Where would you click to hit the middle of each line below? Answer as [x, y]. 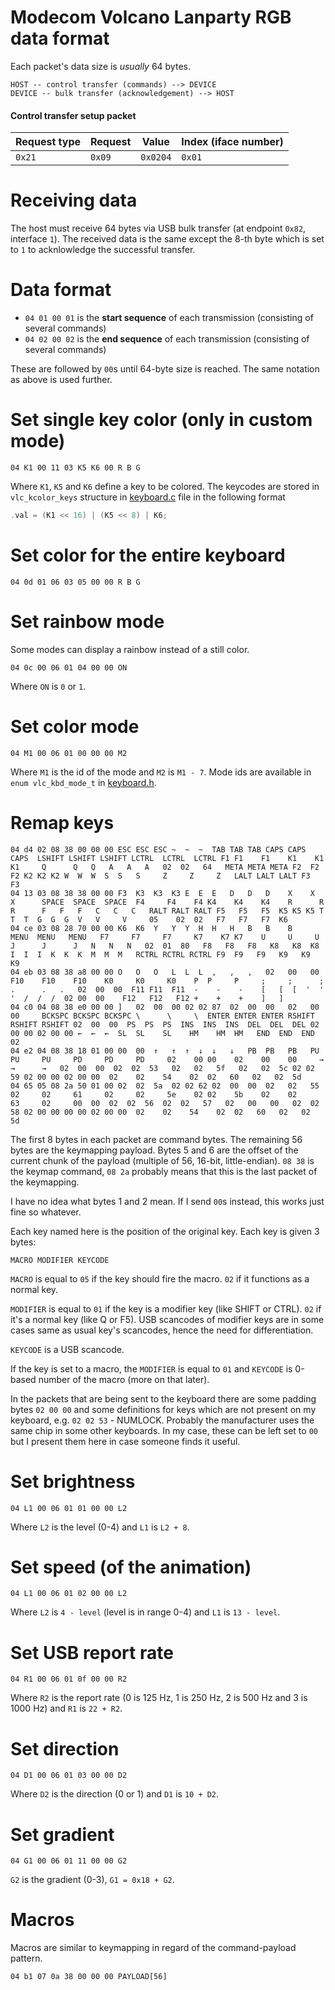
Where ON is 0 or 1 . [48, 686]
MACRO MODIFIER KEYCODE [60, 1260]
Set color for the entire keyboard [148, 555]
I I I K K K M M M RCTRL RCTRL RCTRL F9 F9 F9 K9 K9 [160, 954]
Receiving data [74, 200]
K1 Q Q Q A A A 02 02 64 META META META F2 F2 [165, 867]
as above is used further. [61, 380]
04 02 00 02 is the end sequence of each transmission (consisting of [167, 339]
